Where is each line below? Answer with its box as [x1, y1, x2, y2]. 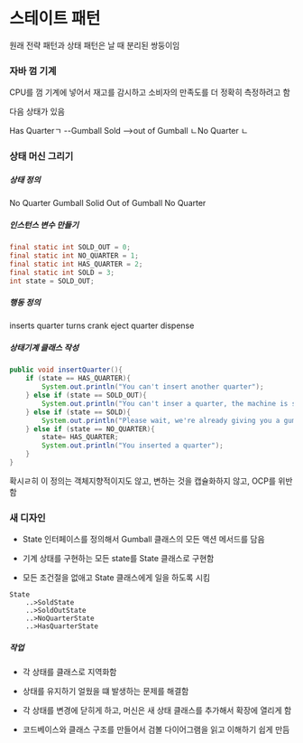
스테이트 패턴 [9, 8, 101, 29]
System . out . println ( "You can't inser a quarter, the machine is [41, 399, 289, 408]
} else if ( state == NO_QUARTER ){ [25, 424, 155, 434]
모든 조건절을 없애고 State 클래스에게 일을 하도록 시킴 [22, 572, 210, 583]
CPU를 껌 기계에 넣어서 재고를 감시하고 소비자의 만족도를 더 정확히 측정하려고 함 [9, 87, 290, 98]
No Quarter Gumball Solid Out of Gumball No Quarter [9, 198, 207, 209]
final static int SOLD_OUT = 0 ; [9, 243, 131, 252]
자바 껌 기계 [9, 64, 57, 77]
